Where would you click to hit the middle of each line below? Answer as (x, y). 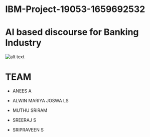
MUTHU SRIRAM (30, 110)
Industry (23, 43)
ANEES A (22, 91)
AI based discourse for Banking (72, 32)
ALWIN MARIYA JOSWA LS (40, 101)
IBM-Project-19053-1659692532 (75, 9)
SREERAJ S (24, 120)
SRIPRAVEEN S (28, 130)
